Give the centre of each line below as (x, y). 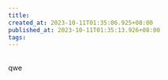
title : (19, 15)
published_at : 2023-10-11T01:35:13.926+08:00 (84, 30)
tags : (17, 37)
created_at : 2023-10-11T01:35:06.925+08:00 (81, 23)
